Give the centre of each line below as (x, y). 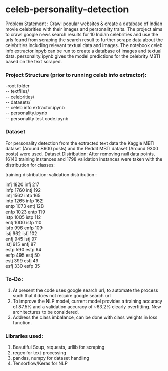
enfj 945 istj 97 (21, 239)
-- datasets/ (18, 102)
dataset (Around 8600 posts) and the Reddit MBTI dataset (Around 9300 (82, 148)
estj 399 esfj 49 (22, 260)
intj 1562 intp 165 (23, 195)
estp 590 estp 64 (24, 249)
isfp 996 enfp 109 (24, 228)
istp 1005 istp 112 (23, 217)
